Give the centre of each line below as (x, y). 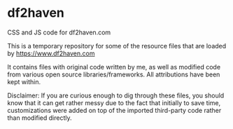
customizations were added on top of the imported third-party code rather (114, 110)
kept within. (24, 81)
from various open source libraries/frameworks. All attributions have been (114, 74)
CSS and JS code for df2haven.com (59, 32)
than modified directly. (40, 118)
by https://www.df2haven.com (51, 53)
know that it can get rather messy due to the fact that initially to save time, (114, 102)
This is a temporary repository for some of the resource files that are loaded (117, 46)
